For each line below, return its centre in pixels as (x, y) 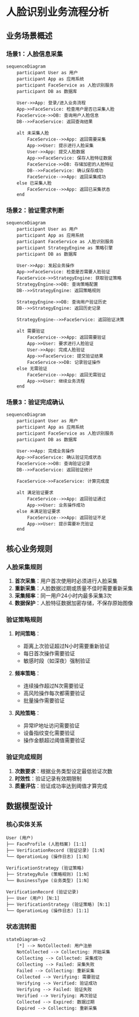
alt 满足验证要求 (35, 493)
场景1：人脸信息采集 (35, 54)
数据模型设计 (29, 806)
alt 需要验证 (31, 331)
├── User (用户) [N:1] (33, 899)
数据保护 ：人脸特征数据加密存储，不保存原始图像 (74, 603)
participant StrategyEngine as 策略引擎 (65, 248)
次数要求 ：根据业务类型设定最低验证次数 (63, 771)
